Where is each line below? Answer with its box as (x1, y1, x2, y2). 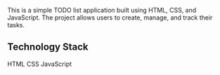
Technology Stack (7, 41, 89, 53)
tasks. (7, 21, 25, 29)
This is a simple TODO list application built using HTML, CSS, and (7, 6, 197, 14)
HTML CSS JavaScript (7, 60, 72, 68)
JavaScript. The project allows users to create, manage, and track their (7, 13, 213, 22)
